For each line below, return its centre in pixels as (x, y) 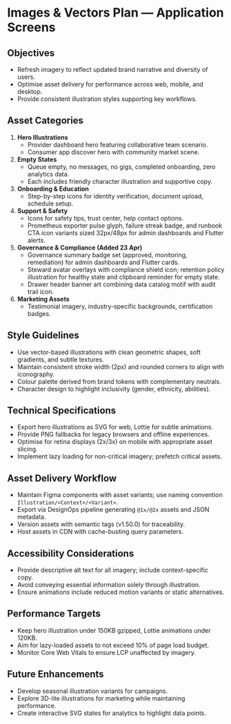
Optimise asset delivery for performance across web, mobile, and (110, 84)
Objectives (31, 53)
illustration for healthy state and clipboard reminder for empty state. (124, 277)
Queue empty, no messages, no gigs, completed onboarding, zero (121, 167)
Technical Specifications (62, 410)
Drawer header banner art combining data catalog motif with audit (121, 284)
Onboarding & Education (53, 189)
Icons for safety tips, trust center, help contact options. (106, 218)
